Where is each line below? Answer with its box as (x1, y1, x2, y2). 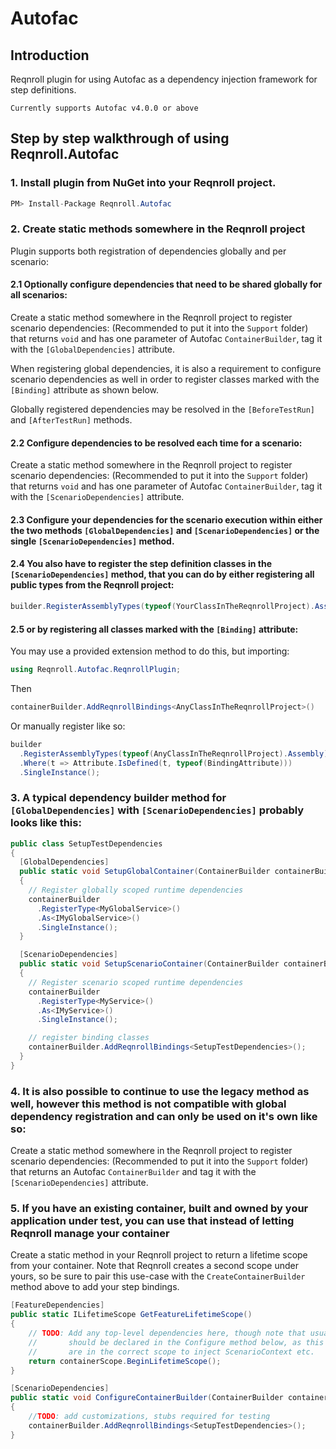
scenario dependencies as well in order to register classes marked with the (10, 373, 320, 386)
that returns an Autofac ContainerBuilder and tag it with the (10, 1166, 257, 1178)
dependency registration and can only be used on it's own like (10, 1109, 318, 1123)
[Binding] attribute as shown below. (10, 384, 159, 396)
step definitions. (10, 84, 77, 96)
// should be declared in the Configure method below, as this (28, 1337, 325, 1347)
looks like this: (10, 816, 82, 830)
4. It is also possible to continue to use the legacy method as (10, 1084, 310, 1098)
